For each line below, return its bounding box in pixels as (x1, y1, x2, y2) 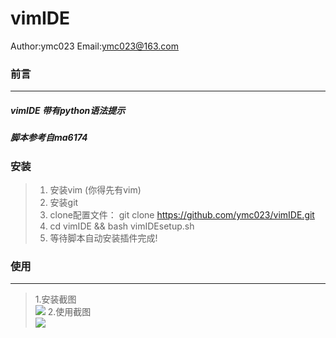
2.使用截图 (47, 306, 92, 318)
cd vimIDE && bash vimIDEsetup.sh (49, 220, 195, 232)
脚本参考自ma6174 (10, 132, 88, 144)
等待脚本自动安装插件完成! (49, 232, 158, 244)
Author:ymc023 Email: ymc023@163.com (10, 40, 180, 52)
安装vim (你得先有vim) (49, 183, 142, 196)
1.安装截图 (34, 293, 77, 306)
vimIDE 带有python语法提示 (10, 104, 126, 116)
